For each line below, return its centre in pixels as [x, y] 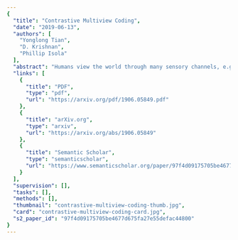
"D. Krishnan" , [42, 47]
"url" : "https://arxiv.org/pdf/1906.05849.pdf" [97, 100]
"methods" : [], [36, 199]
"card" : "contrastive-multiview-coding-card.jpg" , [90, 212]
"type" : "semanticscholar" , [67, 159]
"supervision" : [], [42, 185]
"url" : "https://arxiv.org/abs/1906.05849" [91, 133]
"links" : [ [29, 73]
